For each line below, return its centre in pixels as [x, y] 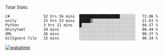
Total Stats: [17, 7]
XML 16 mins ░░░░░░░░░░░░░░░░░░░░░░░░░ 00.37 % [81, 34]
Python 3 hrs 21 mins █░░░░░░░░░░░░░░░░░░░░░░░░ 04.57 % [81, 25]
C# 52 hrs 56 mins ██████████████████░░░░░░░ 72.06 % [81, 16]
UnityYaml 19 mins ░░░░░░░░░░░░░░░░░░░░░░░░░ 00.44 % [81, 29]
